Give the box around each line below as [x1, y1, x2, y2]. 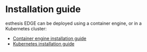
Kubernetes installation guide [12, 40, 75, 46]
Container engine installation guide [12, 35, 87, 41]
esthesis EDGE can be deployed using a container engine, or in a [5, 20, 142, 26]
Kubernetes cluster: [5, 25, 47, 31]
